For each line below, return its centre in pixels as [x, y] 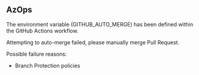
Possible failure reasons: [37, 54]
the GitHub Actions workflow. [43, 31]
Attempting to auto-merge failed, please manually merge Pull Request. [93, 42]
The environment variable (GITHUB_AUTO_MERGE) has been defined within [100, 24]
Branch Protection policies [47, 65]
